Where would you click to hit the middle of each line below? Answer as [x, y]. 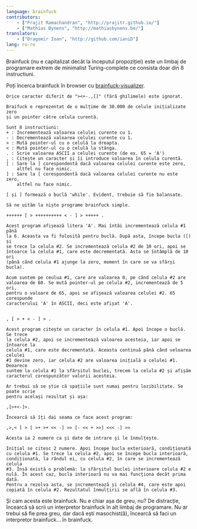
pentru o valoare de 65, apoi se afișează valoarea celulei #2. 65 [91, 293]
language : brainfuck [32, 12]
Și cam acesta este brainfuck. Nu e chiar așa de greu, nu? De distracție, [93, 501]
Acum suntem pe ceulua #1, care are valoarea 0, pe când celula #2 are [96, 278]
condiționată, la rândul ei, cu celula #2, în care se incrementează [93, 459]
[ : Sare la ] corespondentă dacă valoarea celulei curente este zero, [96, 163]
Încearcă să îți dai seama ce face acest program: [70, 417]
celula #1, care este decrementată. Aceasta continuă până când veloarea [99, 350]
